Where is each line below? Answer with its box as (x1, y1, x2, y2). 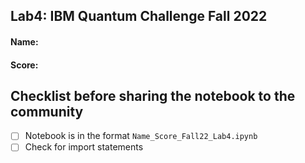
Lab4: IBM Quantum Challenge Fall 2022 (10, 8, 268, 25)
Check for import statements (24, 141, 144, 153)
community (10, 103, 84, 120)
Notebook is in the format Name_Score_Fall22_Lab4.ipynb (24, 130, 258, 142)
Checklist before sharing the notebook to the (10, 87, 296, 104)
